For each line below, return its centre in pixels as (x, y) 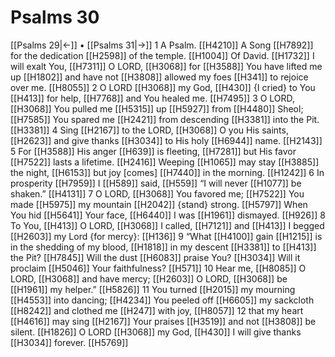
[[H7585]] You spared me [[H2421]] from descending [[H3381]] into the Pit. (165, 119)
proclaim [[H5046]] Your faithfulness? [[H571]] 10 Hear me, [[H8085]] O (158, 268)
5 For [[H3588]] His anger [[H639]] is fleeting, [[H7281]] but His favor (153, 151)
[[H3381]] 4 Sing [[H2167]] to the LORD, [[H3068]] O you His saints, (149, 130)
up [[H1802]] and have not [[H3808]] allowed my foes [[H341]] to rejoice (159, 77)
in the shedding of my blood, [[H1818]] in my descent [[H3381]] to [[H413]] (163, 247)
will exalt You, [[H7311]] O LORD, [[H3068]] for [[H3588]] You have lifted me (166, 66)
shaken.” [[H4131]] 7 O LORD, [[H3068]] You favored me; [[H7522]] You (157, 193)
